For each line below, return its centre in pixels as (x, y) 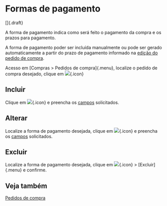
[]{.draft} (14, 23)
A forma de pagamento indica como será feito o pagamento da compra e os (83, 32)
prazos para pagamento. (30, 38)
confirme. (37, 170)
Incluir (15, 90)
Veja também (26, 186)
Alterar (16, 118)
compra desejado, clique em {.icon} (44, 74)
